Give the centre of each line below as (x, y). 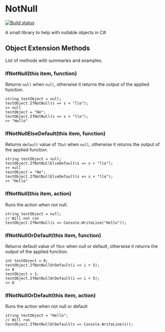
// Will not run (22, 218)
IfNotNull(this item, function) (41, 73)
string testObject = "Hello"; (37, 316)
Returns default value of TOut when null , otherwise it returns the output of (82, 144)
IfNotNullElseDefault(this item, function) (55, 133)
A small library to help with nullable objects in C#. (56, 32)
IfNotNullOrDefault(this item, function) (53, 235)
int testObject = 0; (27, 261)
